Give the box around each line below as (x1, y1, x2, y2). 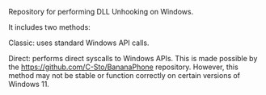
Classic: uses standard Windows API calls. (8, 38, 150, 47)
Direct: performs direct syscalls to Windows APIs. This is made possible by (8, 54, 258, 63)
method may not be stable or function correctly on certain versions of (8, 71, 241, 80)
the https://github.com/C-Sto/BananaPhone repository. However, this (8, 62, 239, 72)
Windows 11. (8, 80, 50, 89)
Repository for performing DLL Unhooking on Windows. (8, 7, 194, 16)
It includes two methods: (8, 23, 91, 31)
